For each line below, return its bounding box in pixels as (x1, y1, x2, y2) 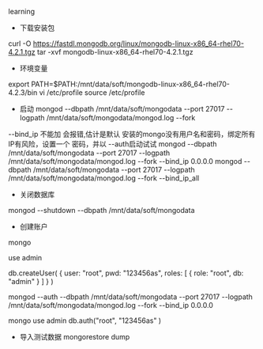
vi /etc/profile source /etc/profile (39, 88, 145, 97)
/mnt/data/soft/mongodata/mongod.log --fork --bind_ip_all (8, 173, 200, 183)
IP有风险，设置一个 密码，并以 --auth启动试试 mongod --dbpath (8, 139, 217, 149)
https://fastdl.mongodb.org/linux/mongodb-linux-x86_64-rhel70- (32, 39, 245, 48)
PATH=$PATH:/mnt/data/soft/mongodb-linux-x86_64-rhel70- (31, 79, 231, 89)
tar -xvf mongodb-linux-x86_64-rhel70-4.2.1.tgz (36, 47, 193, 56)
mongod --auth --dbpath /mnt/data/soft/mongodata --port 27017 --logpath (8, 292, 253, 302)
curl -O (8, 39, 32, 48)
